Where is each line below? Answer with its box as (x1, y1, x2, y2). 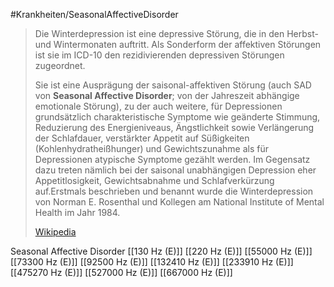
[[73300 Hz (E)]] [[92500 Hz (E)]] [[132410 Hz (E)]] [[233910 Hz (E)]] (10, 256, 294, 268)
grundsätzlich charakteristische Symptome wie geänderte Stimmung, (34, 111, 321, 123)
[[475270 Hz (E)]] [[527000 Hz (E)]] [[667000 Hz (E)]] (10, 267, 233, 278)
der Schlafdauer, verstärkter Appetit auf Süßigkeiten (34, 132, 250, 144)
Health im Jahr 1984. (34, 207, 121, 218)
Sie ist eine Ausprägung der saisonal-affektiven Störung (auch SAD (34, 79, 312, 91)
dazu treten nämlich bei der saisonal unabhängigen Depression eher (34, 164, 317, 176)
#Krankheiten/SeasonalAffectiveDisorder (10, 9, 179, 20)
